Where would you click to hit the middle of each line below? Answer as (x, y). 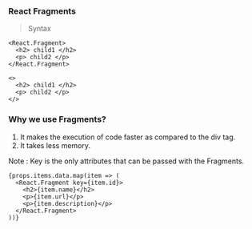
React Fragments (42, 11)
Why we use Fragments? (57, 119)
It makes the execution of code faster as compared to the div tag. (128, 137)
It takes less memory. (55, 145)
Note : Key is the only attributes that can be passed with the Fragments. (126, 161)
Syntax (40, 29)
